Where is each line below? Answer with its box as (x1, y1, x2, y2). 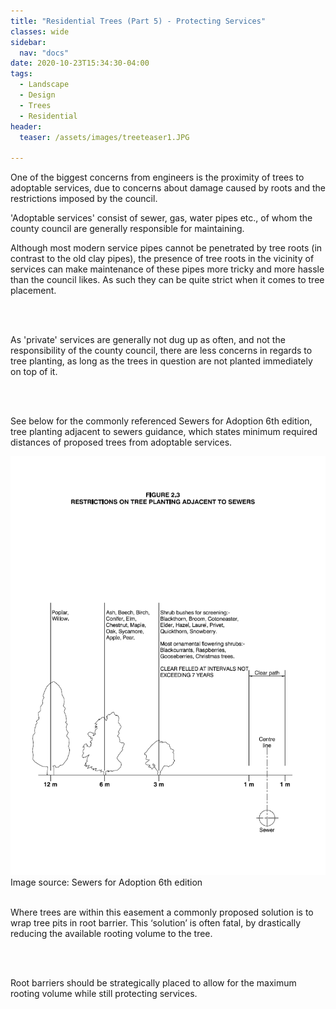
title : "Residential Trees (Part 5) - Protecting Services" (10, 16, 267, 26)
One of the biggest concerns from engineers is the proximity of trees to (10, 171, 305, 184)
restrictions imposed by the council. (10, 193, 158, 205)
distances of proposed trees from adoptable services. (10, 436, 233, 449)
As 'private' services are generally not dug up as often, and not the (10, 334, 286, 346)
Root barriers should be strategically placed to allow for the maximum (10, 976, 297, 989)
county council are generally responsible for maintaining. (10, 223, 245, 235)
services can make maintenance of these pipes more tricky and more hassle (10, 263, 325, 275)
